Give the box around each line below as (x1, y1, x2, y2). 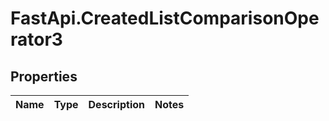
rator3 (10, 28, 63, 51)
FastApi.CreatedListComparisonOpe (10, 7, 320, 30)
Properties (10, 68, 78, 85)
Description (88, 98, 145, 111)
